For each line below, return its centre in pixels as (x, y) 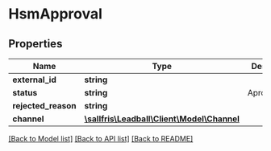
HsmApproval (56, 14)
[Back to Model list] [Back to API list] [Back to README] (101, 139)
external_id (34, 80)
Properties (35, 44)
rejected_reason (44, 106)
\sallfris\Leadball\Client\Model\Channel (162, 119)
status (25, 93)
